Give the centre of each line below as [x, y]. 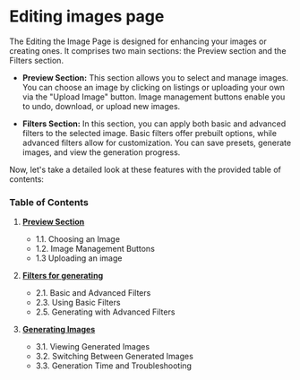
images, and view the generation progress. [101, 152]
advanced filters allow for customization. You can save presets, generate [157, 142]
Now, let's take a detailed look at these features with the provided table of [146, 169]
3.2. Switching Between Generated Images [115, 357]
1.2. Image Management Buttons [95, 249]
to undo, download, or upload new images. [101, 106]
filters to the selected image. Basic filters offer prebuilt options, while [150, 133]
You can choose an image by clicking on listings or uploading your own [153, 87]
